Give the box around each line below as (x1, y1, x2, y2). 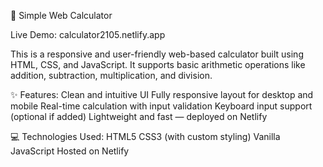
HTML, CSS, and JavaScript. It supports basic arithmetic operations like (10, 59, 306, 70)
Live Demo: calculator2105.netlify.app (10, 29, 166, 40)
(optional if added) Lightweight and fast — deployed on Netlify (10, 111, 268, 122)
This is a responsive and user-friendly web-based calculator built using (10, 48, 304, 60)
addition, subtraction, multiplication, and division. (10, 70, 213, 81)
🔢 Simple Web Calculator (10, 10, 113, 21)
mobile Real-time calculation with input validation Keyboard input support (10, 100, 313, 112)
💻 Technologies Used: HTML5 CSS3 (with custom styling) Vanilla (10, 131, 281, 142)
